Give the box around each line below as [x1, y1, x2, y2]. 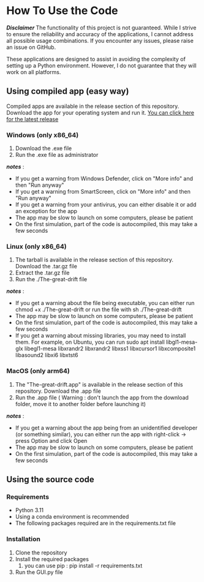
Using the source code [6, 474, 95, 485]
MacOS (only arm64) [6, 367, 70, 376]
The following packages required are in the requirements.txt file [15, 520, 176, 527]
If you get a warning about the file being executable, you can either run [15, 300, 195, 307]
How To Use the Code [6, 4, 118, 18]
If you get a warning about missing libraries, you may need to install [15, 332, 186, 339]
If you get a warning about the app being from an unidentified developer [15, 424, 198, 431]
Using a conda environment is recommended [15, 513, 129, 521]
